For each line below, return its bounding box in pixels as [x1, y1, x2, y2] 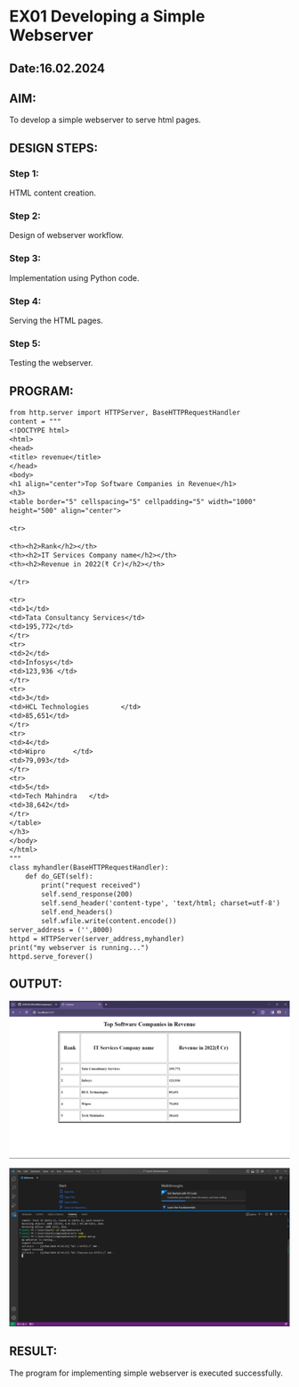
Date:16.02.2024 [9, 61, 105, 76]
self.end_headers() [41, 908, 114, 917]
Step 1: [9, 167, 39, 179]
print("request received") [41, 881, 141, 890]
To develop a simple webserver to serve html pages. [9, 114, 202, 126]
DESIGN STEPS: [9, 140, 99, 155]
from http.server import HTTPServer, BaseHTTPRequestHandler [9, 409, 241, 417]
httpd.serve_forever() [9, 953, 93, 962]
